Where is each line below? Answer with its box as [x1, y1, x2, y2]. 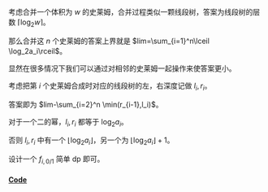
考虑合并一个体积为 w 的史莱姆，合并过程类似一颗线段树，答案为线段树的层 [8, 7, 261, 16]
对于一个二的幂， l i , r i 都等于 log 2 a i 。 [8, 116, 128, 129]
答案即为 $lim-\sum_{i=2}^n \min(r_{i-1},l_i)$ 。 [8, 99, 163, 109]
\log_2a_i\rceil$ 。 [8, 46, 67, 55]
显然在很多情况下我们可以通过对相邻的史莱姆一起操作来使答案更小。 [8, 63, 236, 73]
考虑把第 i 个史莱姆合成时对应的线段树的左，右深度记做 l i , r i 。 [8, 81, 212, 92]
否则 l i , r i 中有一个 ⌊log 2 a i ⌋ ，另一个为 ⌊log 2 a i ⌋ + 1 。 [8, 135, 175, 147]
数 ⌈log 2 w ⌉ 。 [8, 17, 50, 28]
